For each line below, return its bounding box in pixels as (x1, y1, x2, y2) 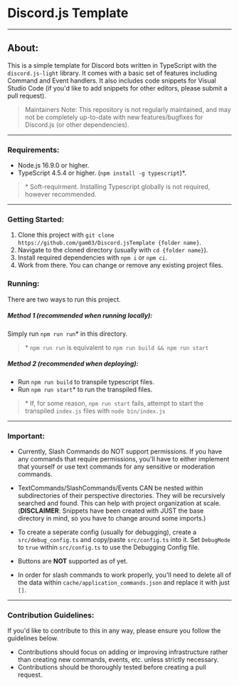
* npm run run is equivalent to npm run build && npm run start (24, 343, 209, 352)
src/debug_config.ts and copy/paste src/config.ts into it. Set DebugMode (17, 535, 231, 543)
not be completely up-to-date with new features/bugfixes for (24, 113, 203, 121)
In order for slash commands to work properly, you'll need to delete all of (17, 570, 232, 579)
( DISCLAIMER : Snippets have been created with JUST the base (17, 506, 204, 515)
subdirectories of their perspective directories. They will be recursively (17, 491, 225, 500)
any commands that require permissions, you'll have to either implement (17, 454, 230, 463)
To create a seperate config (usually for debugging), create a (17, 528, 197, 536)
